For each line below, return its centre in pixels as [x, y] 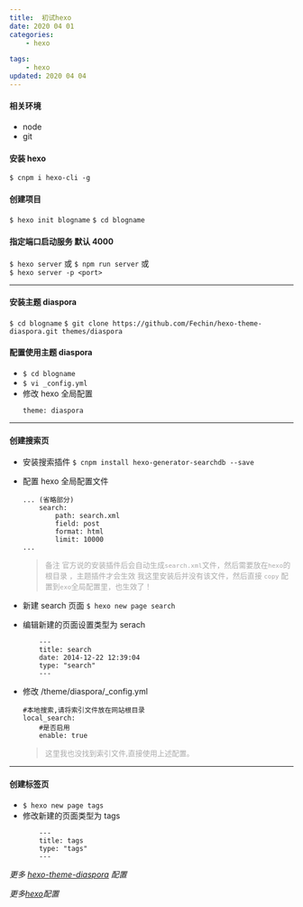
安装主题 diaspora [43, 302]
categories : [32, 34]
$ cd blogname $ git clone [59, 323]
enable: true [64, 736]
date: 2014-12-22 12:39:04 [90, 658]
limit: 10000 [79, 540]
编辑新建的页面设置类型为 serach [84, 625]
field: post [78, 524]
